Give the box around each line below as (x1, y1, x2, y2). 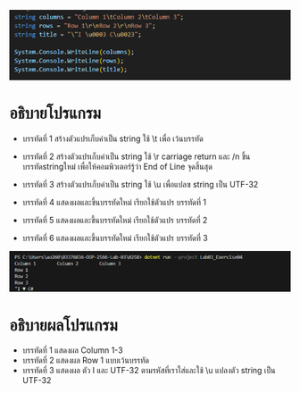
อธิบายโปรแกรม (9, 103, 101, 123)
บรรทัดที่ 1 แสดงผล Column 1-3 (21, 345, 123, 355)
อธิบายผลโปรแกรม (9, 314, 118, 335)
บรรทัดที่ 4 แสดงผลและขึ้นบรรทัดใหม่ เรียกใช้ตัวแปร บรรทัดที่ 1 (21, 196, 207, 207)
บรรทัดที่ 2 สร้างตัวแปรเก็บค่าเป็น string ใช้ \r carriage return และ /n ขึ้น (21, 151, 251, 162)
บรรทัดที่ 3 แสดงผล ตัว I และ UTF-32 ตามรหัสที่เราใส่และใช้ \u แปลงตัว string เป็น (21, 365, 276, 376)
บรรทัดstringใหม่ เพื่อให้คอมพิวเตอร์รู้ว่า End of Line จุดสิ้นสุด (21, 161, 212, 171)
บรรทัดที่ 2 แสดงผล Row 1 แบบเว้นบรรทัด (21, 355, 150, 366)
